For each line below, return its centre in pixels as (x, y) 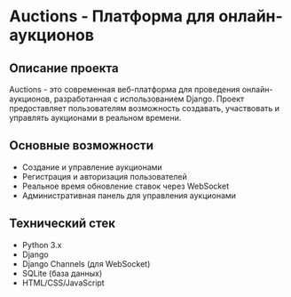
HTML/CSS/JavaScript (63, 283)
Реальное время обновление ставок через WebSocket (125, 186)
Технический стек (62, 224)
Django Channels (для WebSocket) (86, 263)
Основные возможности (81, 145)
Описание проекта (64, 68)
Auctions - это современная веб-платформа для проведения (125, 89)
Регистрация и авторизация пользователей (105, 176)
